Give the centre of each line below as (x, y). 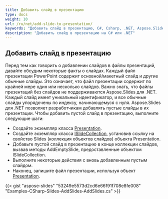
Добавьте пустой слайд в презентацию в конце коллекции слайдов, (85, 144)
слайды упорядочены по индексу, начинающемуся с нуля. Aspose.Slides (83, 102)
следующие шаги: (24, 118)
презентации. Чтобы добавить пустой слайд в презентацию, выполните (82, 113)
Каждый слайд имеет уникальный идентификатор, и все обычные (76, 97)
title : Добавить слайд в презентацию (44, 10)
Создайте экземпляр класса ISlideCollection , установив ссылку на (83, 133)
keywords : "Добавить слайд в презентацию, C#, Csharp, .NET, (70, 28)
